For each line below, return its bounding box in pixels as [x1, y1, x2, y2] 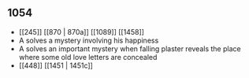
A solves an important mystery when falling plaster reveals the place [18, 43, 241, 54]
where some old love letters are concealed [18, 52, 158, 61]
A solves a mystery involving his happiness [18, 35, 159, 45]
